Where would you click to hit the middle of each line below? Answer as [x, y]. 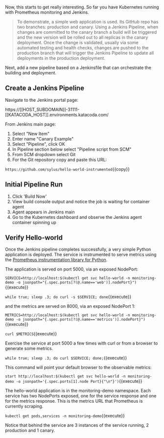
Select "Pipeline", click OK [38, 144]
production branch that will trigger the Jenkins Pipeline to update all [85, 53]
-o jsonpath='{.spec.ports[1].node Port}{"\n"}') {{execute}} [79, 381]
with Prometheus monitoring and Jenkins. [47, 12]
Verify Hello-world [34, 238]
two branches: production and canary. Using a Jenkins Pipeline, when [88, 27]
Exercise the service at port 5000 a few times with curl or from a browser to [82, 343]
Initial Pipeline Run [34, 185]
